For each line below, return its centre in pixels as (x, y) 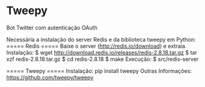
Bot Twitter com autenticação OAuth (52, 28)
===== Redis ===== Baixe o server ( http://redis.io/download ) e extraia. (97, 46)
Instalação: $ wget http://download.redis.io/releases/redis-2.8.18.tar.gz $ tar (102, 52)
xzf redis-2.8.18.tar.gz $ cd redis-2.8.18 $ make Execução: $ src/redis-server (103, 59)
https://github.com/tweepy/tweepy (50, 77)
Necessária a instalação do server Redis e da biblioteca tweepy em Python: (101, 39)
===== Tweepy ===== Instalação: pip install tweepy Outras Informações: (99, 70)
